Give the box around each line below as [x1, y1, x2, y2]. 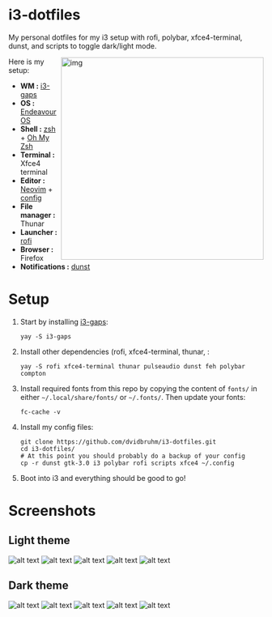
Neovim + [19, 184, 53, 194]
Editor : [19, 176, 46, 185]
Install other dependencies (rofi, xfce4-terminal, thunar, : [19, 347, 210, 356]
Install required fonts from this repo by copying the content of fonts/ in [19, 383, 257, 394]
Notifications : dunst [19, 262, 91, 271]
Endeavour [19, 107, 57, 117]
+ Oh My [19, 132, 50, 143]
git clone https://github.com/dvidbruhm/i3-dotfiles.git [19, 437, 217, 446]
